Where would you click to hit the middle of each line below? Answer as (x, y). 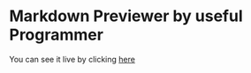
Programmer (57, 35)
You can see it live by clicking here (72, 59)
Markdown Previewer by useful (126, 16)
